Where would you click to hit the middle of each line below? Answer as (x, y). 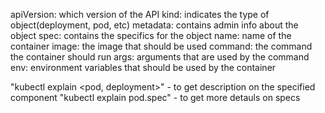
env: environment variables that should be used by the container (143, 67)
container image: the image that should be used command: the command (161, 46)
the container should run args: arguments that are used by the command (160, 57)
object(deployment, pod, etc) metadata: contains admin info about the (154, 25)
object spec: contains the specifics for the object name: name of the (151, 35)
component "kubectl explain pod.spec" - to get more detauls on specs (155, 97)
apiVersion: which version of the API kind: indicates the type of (140, 14)
